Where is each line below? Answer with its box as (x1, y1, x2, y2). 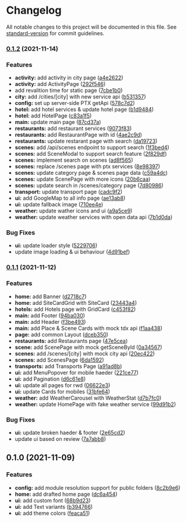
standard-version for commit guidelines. (6, 29, 105, 36)
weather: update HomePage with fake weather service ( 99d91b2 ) (14, 400, 176, 407)
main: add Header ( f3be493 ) (14, 318, 86, 325)
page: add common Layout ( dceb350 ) (14, 331, 109, 338)
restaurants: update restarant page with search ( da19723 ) (14, 138, 157, 145)
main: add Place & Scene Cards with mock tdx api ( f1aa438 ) (14, 325, 163, 332)
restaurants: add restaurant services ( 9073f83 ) (14, 125, 132, 132)
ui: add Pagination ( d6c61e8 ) (14, 375, 86, 382)
